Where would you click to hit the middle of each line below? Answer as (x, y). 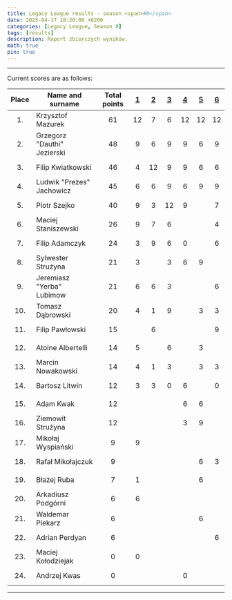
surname (65, 104)
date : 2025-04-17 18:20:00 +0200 (55, 20)
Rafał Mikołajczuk (64, 461)
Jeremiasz (53, 278)
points (113, 104)
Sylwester (52, 258)
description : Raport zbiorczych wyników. (68, 39)
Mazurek (50, 124)
